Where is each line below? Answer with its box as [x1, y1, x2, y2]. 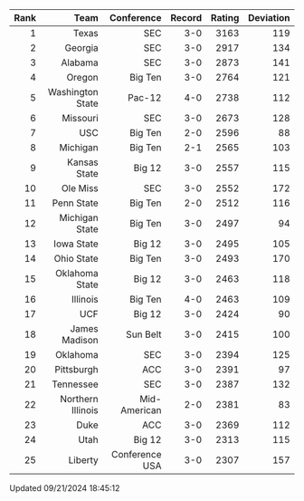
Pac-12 [128, 92, 162, 103]
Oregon [66, 72, 100, 83]
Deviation [248, 12, 290, 24]
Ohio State [53, 253, 100, 265]
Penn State [52, 197, 100, 209]
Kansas [67, 156, 100, 169]
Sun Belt [126, 328, 162, 341]
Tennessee [51, 378, 100, 390]
